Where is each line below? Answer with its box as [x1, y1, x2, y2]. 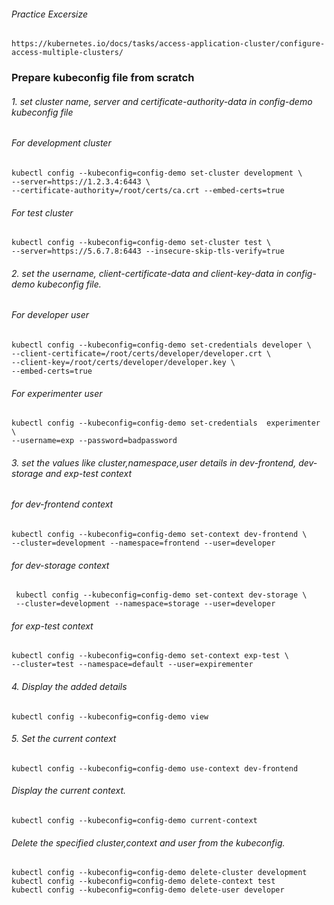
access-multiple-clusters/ [11, 48, 124, 58]
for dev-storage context [11, 559, 110, 571]
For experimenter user [11, 387, 103, 399]
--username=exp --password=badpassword [11, 436, 178, 446]
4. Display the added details [11, 680, 128, 692]
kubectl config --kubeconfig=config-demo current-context [11, 815, 258, 825]
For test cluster [11, 206, 74, 219]
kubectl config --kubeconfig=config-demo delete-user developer [11, 885, 285, 895]
